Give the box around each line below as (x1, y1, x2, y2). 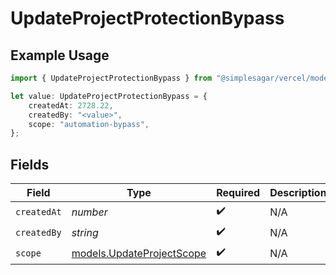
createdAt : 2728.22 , (28, 100, 114, 111)
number (71, 205, 108, 219)
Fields (10, 156, 50, 173)
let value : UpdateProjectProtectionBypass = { (10, 91, 208, 101)
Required (216, 186, 261, 200)
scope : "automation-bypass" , (28, 119, 150, 129)
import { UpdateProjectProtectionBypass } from (10, 73, 213, 83)
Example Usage (10, 47, 110, 64)
